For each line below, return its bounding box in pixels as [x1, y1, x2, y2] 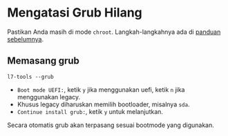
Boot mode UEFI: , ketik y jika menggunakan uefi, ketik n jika [17, 85, 185, 94]
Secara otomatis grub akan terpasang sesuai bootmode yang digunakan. [7, 121, 214, 129]
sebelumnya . [7, 35, 44, 43]
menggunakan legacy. [17, 93, 81, 101]
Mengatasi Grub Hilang [7, 5, 143, 21]
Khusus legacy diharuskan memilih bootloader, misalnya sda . [17, 100, 190, 108]
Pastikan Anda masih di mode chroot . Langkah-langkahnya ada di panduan [7, 28, 221, 36]
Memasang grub [7, 55, 79, 67]
